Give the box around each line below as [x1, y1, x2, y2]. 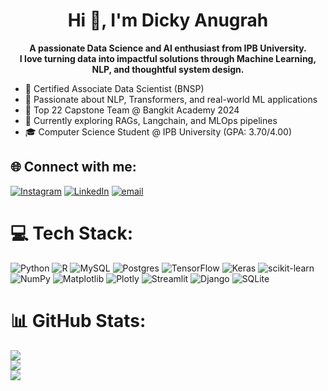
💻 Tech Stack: [10, 222, 134, 244]
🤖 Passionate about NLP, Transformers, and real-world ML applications [24, 93, 318, 105]
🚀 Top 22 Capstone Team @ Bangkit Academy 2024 [24, 104, 240, 116]
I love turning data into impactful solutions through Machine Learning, [19, 52, 317, 64]
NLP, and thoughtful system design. [91, 63, 245, 75]
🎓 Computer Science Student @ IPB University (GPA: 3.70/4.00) [24, 125, 293, 138]
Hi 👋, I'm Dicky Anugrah [67, 9, 269, 32]
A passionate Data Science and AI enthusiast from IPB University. [29, 42, 307, 54]
